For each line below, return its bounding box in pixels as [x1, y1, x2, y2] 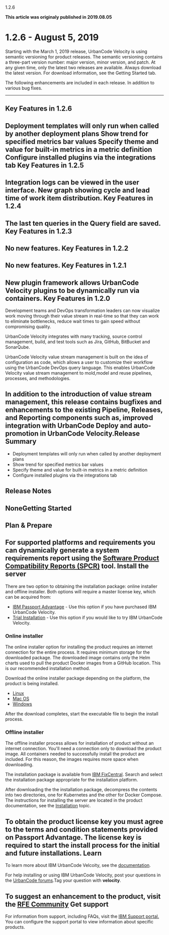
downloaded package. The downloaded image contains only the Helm [5, 655, 150, 661]
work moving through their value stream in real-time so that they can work [5, 313, 159, 319]
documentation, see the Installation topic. [5, 803, 91, 809]
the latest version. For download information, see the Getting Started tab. [5, 70, 157, 76]
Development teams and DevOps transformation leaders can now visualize [5, 307, 160, 314]
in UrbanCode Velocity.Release [40, 429, 140, 438]
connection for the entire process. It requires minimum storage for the [5, 649, 150, 655]
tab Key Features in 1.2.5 [5, 161, 84, 170]
